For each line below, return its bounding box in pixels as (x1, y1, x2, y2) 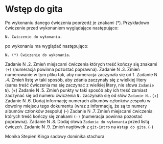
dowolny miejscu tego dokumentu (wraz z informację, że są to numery (5, 103, 147, 109)
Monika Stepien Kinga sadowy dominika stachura (5, 133, 105, 139)
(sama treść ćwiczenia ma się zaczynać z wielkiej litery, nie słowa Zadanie (5, 82, 154, 88)
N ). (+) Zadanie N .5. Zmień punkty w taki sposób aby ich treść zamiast (5, 87, 148, 93)
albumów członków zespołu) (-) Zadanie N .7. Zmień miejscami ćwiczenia (5, 108, 153, 114)
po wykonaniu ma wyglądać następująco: (5, 43, 89, 49)
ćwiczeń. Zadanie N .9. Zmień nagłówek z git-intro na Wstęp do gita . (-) (5, 124, 153, 130)
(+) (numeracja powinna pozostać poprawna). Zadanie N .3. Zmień (5, 66, 140, 72)
